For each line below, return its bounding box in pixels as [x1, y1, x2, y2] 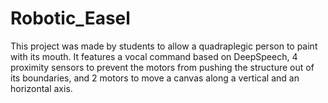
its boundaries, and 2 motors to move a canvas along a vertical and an [10, 72, 300, 84]
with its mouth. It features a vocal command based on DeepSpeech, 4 [10, 50, 298, 62]
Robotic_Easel [10, 7, 131, 30]
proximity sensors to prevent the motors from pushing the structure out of [10, 61, 315, 73]
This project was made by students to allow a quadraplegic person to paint [10, 40, 318, 52]
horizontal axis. [10, 82, 73, 94]
